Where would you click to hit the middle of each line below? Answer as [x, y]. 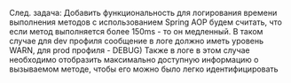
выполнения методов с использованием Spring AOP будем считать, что [145, 22]
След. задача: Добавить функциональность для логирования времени [143, 13]
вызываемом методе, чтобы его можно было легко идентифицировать [144, 69]
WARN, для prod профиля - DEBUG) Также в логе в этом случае [130, 50]
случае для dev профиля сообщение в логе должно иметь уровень [137, 41]
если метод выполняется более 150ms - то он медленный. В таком [136, 31]
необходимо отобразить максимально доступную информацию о [134, 60]
